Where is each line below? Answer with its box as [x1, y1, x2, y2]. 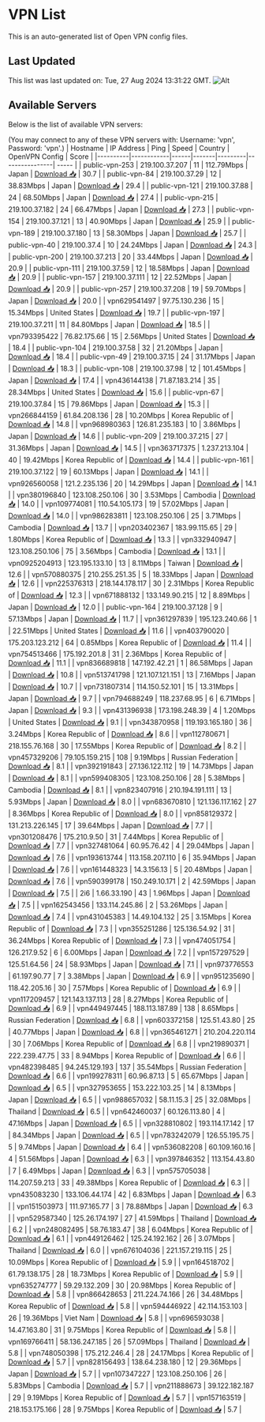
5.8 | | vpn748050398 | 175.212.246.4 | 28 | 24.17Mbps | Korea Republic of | [8, 1348, 254, 1357]
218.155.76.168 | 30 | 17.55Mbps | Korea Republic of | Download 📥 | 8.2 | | [8, 741, 247, 750]
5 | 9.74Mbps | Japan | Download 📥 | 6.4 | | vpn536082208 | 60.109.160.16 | [8, 1142, 256, 1152]
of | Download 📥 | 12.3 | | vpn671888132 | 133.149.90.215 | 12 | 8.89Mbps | [8, 590, 251, 600]
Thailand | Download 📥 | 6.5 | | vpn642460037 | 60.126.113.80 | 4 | [8, 1107, 226, 1116]
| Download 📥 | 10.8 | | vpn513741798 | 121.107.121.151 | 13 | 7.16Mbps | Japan [8, 670, 256, 679]
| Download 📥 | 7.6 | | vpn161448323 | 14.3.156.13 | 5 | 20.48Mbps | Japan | [8, 864, 252, 874]
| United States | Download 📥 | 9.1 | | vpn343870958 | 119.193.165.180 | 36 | [8, 717, 252, 726]
